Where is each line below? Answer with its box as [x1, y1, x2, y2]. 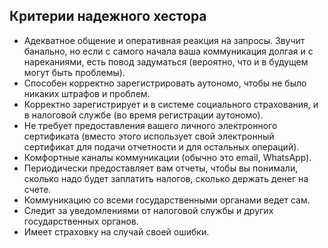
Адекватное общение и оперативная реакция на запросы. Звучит [23, 34, 306, 46]
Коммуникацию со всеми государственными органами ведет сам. [23, 194, 311, 206]
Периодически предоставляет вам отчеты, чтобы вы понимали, [23, 162, 299, 174]
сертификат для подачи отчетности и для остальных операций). [23, 140, 300, 153]
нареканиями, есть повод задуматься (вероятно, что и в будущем [23, 55, 309, 68]
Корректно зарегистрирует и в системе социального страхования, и [23, 98, 319, 110]
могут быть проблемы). [23, 66, 126, 78]
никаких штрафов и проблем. [23, 87, 151, 99]
